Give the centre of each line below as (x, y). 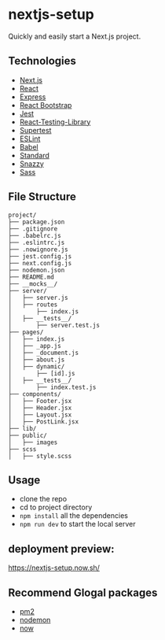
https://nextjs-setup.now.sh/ (54, 568)
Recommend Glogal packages (83, 592)
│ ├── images (33, 442)
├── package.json (37, 222)
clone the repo (43, 499)
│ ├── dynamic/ (37, 366)
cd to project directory (56, 507)
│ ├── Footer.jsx (40, 401)
